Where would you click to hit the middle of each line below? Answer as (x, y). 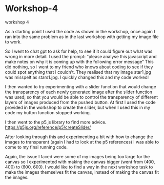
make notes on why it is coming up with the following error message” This (79, 62)
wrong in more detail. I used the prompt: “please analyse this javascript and (81, 56)
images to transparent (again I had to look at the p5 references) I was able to (82, 142)
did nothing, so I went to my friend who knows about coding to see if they (79, 67)
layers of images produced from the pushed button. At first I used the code (81, 102)
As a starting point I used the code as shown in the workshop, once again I (80, 31)
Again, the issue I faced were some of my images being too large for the (78, 156)
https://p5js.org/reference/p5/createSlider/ (48, 127)
